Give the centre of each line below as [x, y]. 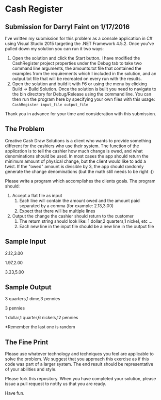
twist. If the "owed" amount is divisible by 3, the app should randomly [74, 166]
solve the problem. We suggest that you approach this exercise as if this [77, 359]
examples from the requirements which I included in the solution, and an [84, 73]
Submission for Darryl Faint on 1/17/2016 [67, 27]
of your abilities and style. [31, 369]
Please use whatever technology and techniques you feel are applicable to [80, 354]
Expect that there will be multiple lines [57, 211]
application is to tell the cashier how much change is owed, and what [74, 151]
